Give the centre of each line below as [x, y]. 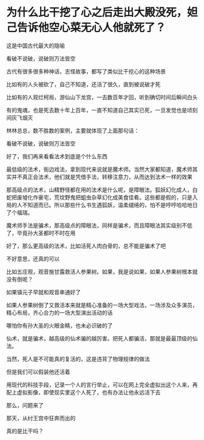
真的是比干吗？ [25, 431]
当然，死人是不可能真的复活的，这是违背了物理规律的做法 [78, 359]
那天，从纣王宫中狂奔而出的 [41, 418]
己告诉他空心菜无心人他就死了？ [86, 28]
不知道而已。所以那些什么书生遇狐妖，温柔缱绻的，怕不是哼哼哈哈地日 [110, 205]
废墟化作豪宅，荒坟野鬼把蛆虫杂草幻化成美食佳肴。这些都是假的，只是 [104, 197]
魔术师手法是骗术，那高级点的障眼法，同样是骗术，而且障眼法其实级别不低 [99, 225]
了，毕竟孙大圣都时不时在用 [41, 233]
